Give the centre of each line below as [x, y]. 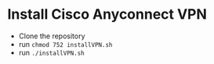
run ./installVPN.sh [51, 52]
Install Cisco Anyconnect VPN [107, 14]
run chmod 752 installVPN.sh [65, 44]
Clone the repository [52, 36]
